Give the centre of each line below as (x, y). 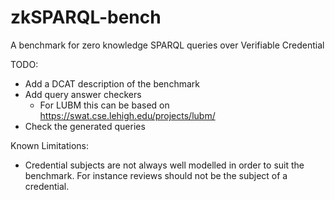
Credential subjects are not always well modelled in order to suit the (164, 165)
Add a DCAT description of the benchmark (112, 83)
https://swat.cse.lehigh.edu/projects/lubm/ (127, 115)
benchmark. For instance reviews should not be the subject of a (156, 175)
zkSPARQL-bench (86, 17)
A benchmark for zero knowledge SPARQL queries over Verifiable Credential (167, 45)
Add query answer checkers (83, 94)
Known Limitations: (50, 145)
